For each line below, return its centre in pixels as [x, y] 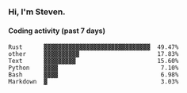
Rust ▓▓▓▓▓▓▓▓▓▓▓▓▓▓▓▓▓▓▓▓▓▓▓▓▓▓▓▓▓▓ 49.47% [93, 47]
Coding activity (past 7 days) [57, 31]
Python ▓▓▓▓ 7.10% [93, 68]
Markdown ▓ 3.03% [93, 82]
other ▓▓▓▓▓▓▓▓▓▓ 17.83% [93, 54]
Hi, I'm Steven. [37, 12]
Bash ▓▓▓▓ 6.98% [93, 75]
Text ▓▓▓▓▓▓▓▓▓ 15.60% [93, 61]
